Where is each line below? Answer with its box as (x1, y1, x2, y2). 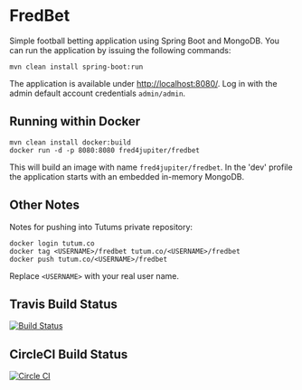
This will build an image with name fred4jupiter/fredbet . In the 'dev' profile (9, 162, 293, 172)
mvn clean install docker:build (9, 137, 131, 147)
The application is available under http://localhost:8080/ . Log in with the (9, 78, 278, 88)
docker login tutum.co (9, 238, 95, 248)
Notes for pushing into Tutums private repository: (9, 221, 193, 232)
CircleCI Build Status (9, 347, 128, 362)
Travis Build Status (9, 296, 118, 311)
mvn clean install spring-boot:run (9, 62, 144, 71)
